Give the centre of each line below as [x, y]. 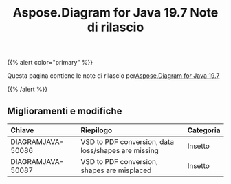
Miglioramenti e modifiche [65, 111]
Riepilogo [97, 130]
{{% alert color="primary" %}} [50, 63]
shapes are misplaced [116, 170]
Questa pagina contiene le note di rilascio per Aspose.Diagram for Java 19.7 [113, 76]
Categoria [204, 130]
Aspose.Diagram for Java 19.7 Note [115, 13]
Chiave [22, 130]
